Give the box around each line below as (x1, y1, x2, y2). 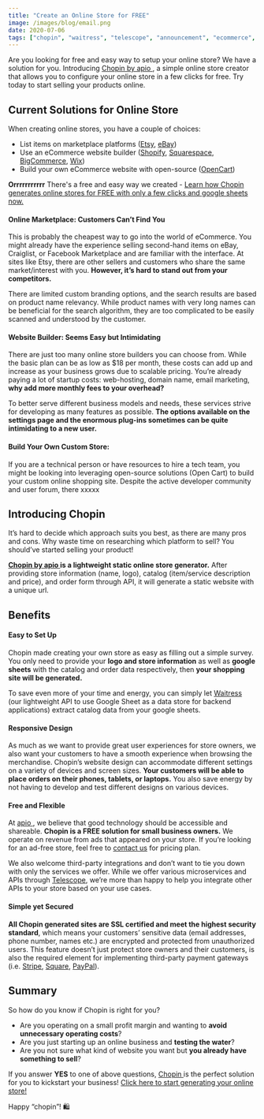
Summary (8, 984, 58, 998)
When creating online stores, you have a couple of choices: (8, 124, 201, 134)
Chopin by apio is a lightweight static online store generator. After (8, 561, 228, 570)
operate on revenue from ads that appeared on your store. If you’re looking (8, 835, 251, 845)
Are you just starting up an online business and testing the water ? (19, 1037, 235, 1046)
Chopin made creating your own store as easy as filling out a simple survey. (8, 648, 254, 658)
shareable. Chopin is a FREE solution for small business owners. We (8, 826, 234, 836)
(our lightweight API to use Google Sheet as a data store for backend (8, 697, 232, 707)
